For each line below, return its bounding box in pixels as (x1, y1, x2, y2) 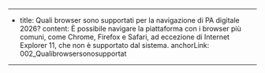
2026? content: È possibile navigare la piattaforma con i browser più (19, 24, 242, 33)
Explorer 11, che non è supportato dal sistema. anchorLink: (19, 41, 210, 49)
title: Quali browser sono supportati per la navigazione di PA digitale (19, 16, 240, 24)
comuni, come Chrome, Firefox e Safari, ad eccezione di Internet (19, 32, 230, 42)
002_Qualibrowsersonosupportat (19, 49, 127, 58)
